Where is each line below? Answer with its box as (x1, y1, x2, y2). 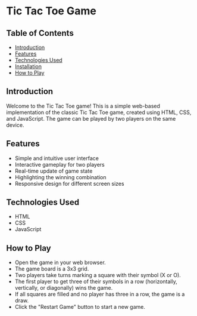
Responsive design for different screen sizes (14, 180, 124, 187)
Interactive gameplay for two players (14, 161, 105, 168)
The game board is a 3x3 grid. (14, 265, 89, 272)
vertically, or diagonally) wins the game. (14, 284, 113, 292)
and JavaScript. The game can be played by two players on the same (6, 115, 176, 122)
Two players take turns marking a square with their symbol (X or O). (14, 272, 182, 279)
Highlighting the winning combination (14, 173, 107, 180)
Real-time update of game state (14, 167, 93, 174)
